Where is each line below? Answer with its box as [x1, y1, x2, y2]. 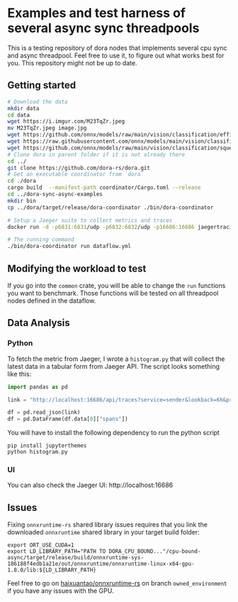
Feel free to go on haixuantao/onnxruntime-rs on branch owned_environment [7, 579, 228, 588]
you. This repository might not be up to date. [7, 58, 137, 67]
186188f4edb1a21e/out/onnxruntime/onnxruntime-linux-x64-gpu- [7, 560, 195, 568]
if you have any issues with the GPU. [7, 586, 114, 595]
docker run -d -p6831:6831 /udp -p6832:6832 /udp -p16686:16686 [7, 223, 195, 230]
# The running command [7, 236, 74, 243]
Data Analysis [7, 317, 71, 329]
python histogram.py [7, 448, 69, 456]
